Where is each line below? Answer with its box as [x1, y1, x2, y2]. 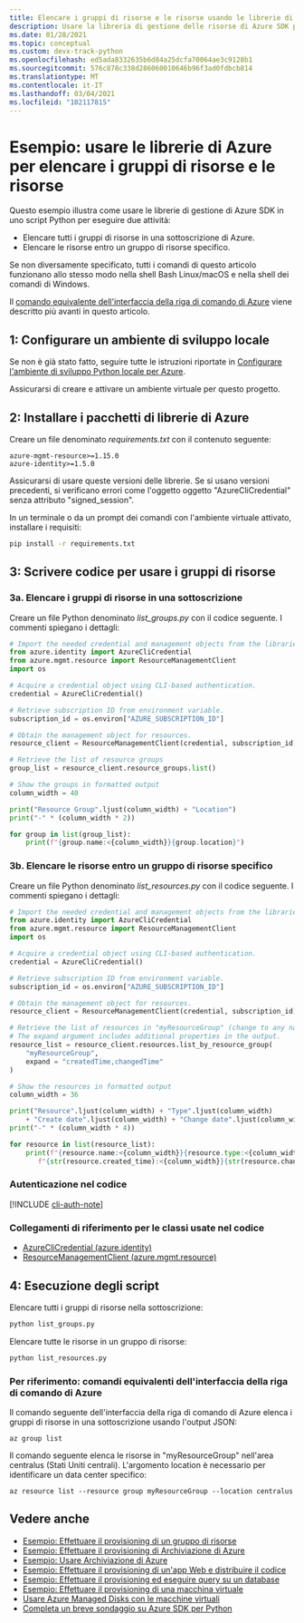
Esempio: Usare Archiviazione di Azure [22, 1554, 168, 1565]
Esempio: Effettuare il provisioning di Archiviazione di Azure [22, 1545, 246, 1556]
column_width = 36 [9, 1090, 79, 1100]
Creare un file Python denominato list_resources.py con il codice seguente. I [9, 880, 294, 891]
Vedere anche [9, 1511, 90, 1527]
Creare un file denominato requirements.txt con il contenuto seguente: [9, 433, 271, 444]
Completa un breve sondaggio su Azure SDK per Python [22, 1602, 233, 1614]
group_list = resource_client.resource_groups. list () [9, 763, 217, 773]
